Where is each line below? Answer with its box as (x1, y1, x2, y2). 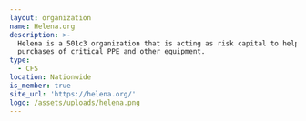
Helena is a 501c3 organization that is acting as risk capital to (17, 38, 280, 48)
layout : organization (9, 13, 92, 23)
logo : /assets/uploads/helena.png (9, 97, 141, 107)
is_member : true (9, 81, 71, 90)
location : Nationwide (9, 73, 92, 82)
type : (9, 55, 30, 65)
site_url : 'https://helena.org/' (9, 89, 137, 98)
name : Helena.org (9, 22, 76, 31)
